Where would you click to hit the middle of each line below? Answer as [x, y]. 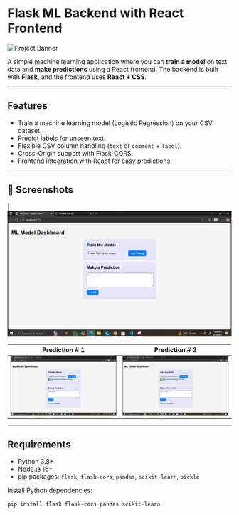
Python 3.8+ [36, 462]
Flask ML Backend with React [96, 13]
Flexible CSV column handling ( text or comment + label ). [100, 145]
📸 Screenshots [41, 190]
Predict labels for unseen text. [62, 138]
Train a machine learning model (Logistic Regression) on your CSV [115, 123]
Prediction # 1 [64, 350]
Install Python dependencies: [50, 490]
